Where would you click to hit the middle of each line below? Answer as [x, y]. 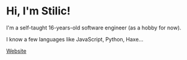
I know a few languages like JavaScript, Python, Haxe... [75, 39]
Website [17, 51]
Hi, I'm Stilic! [38, 11]
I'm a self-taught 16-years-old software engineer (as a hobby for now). [94, 28]
